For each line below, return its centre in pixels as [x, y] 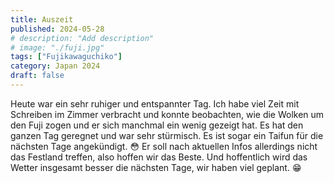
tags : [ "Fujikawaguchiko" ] [66, 57]
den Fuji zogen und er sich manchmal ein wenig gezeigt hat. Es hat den [157, 125]
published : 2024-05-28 [57, 29]
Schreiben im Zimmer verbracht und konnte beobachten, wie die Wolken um [167, 114]
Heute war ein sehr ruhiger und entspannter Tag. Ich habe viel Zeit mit [155, 103]
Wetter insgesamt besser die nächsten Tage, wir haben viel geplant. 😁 [156, 167]
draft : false [37, 76]
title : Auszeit [42, 19]
